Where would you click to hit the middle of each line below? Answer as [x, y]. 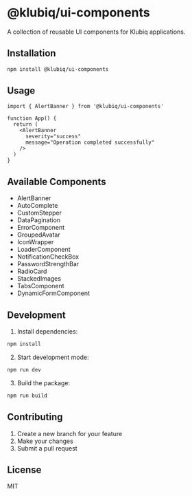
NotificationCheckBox [48, 257]
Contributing [35, 417]
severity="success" [53, 137]
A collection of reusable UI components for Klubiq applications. [96, 32]
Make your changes [45, 441]
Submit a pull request [47, 448]
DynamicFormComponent [53, 293]
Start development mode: [53, 357]
